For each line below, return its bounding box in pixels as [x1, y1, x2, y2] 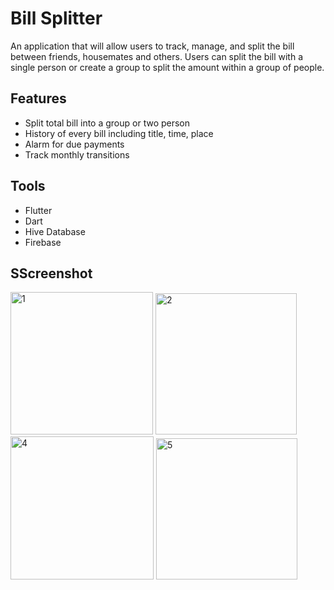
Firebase [24, 236, 62, 248]
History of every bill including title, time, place [24, 127, 214, 139]
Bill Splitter [10, 7, 103, 30]
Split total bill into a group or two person [24, 117, 191, 129]
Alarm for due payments [24, 138, 125, 150]
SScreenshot [10, 265, 93, 282]
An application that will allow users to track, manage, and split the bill [10, 40, 295, 52]
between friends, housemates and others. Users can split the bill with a [10, 50, 304, 62]
